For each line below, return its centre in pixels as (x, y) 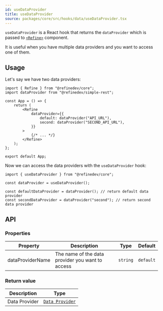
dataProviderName (29, 260)
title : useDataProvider (29, 14)
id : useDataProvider (26, 10)
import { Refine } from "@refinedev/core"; (50, 88)
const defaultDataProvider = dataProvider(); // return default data (77, 192)
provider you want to (79, 260)
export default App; (26, 156)
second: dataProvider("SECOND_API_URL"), (82, 122)
